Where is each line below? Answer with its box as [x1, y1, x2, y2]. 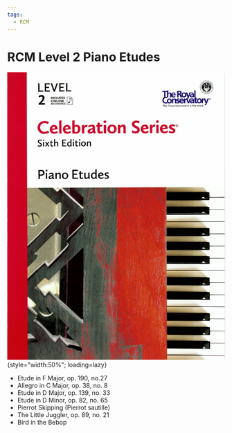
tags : [7, 11, 23, 18]
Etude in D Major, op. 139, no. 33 [17, 388, 111, 397]
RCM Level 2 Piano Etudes [7, 49, 161, 65]
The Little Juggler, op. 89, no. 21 [17, 410, 109, 418]
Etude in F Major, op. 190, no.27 [17, 374, 108, 382]
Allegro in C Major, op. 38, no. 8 [17, 381, 108, 389]
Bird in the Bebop [17, 418, 67, 426]
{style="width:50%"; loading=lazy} [7, 360, 107, 369]
